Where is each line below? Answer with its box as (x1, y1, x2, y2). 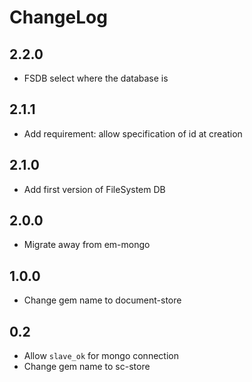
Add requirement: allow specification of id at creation (23, 127, 243, 140)
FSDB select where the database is (23, 72, 169, 84)
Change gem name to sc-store (23, 361, 151, 373)
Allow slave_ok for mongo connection (23, 350, 179, 362)
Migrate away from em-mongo (23, 239, 151, 251)
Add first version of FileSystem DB (23, 183, 166, 195)
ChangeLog (9, 6, 108, 29)
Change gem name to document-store (23, 294, 182, 306)
